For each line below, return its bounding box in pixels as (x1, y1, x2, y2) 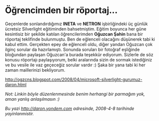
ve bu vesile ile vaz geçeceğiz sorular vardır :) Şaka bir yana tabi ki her (5, 62, 146, 68)
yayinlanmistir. (5, 110, 34, 116)
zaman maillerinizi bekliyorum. (5, 67, 65, 73)
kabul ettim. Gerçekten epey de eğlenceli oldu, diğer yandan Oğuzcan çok (5, 41, 153, 47)
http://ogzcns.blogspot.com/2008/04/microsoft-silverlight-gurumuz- (5, 76, 143, 82)
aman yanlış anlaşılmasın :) (5, 96, 60, 102)
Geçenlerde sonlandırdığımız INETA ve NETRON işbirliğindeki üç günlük (5, 21, 148, 27)
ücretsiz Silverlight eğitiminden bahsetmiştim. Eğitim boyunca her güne (5, 26, 146, 31)
